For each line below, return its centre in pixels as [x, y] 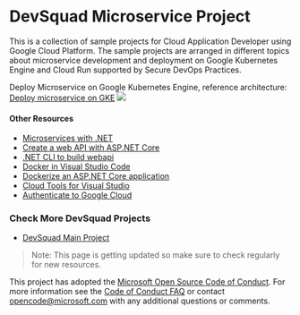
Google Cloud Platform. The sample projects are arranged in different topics [150, 50]
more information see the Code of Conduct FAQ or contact [117, 292]
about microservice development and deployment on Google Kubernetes [144, 60]
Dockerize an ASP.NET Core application [96, 176]
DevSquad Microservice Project [130, 17]
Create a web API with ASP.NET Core [91, 148]
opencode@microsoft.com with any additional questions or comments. [140, 301]
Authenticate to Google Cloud [77, 195]
